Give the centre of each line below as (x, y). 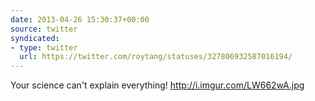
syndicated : (35, 38)
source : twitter (44, 29)
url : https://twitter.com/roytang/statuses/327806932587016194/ (156, 57)
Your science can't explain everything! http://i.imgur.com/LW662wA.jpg (157, 85)
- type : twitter (44, 47)
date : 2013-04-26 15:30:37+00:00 (80, 19)
